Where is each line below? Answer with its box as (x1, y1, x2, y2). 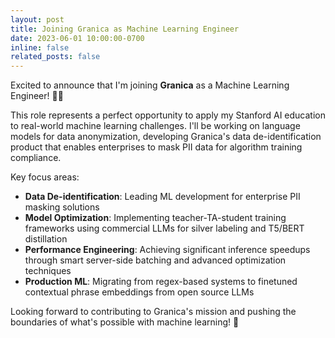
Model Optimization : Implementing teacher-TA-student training (24, 212, 287, 224)
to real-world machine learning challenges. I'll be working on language (10, 120, 301, 132)
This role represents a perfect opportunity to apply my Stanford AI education (10, 109, 326, 121)
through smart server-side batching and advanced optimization (24, 254, 287, 266)
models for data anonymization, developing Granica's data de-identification (10, 131, 322, 143)
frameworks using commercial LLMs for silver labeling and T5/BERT (24, 222, 305, 235)
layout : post (10, 14, 65, 25)
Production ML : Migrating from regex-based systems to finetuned (24, 276, 298, 288)
